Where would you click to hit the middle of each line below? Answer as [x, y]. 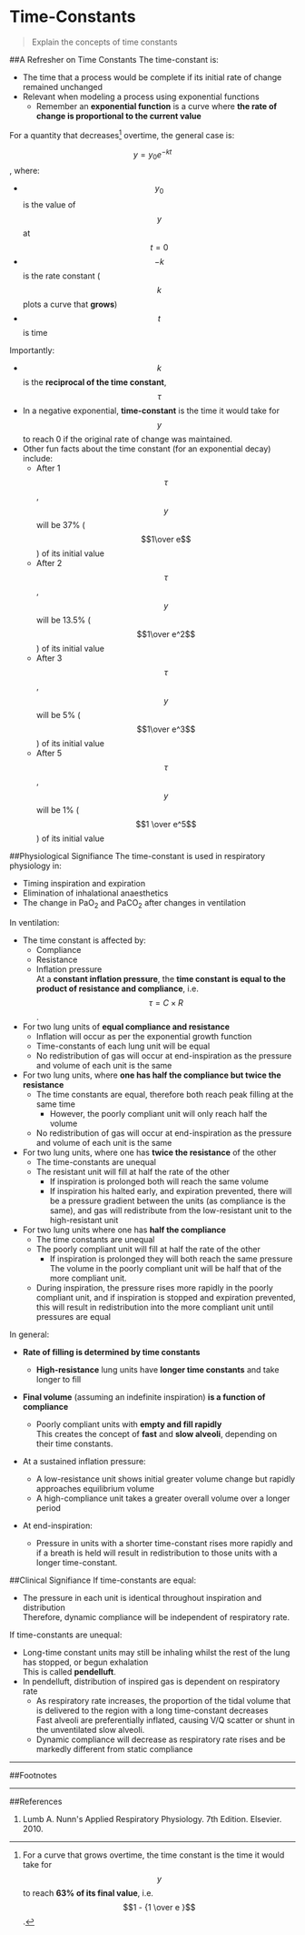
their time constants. [74, 1444]
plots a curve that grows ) [70, 304]
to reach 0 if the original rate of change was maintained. [128, 439]
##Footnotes [33, 1775]
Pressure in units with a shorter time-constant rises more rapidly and [164, 1543]
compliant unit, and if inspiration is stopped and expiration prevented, [166, 1297]
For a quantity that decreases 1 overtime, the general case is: [122, 134]
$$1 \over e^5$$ [166, 824]
